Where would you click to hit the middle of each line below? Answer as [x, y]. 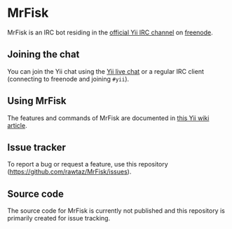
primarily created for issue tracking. [59, 218]
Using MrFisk [37, 101]
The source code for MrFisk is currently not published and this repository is [116, 211]
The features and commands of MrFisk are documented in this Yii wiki [108, 118]
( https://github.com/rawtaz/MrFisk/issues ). [69, 172]
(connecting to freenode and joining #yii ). [68, 79]
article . [17, 125]
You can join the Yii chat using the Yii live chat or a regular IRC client [106, 71]
